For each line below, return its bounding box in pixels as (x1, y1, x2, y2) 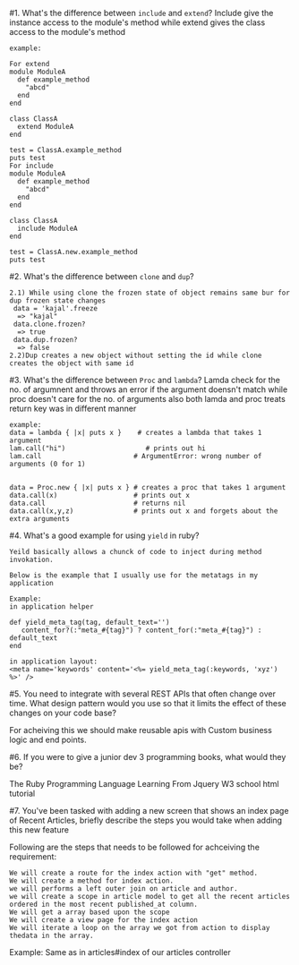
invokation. (9, 555, 54, 564)
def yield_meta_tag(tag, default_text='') (9, 618, 170, 627)
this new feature (9, 824, 70, 835)
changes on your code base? (9, 707, 116, 718)
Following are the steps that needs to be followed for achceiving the (9, 841, 260, 852)
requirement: (9, 851, 56, 862)
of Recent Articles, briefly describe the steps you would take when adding (9, 815, 283, 825)
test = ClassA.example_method (9, 146, 123, 155)
